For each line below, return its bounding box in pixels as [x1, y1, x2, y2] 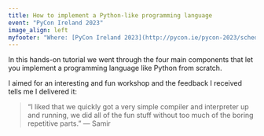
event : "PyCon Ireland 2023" [8, 19, 104, 27]
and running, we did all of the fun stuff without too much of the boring [27, 111, 254, 120]
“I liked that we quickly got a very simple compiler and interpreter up [27, 102, 249, 112]
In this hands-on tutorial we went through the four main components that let [8, 55, 254, 64]
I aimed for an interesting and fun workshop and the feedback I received [8, 79, 242, 88]
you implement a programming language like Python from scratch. [8, 64, 222, 73]
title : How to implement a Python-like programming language [8, 11, 213, 20]
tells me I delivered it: [8, 87, 77, 97]
